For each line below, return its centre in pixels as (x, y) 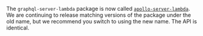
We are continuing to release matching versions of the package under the (99, 15)
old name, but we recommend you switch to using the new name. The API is (101, 21)
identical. (18, 28)
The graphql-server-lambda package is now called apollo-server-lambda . (98, 9)
